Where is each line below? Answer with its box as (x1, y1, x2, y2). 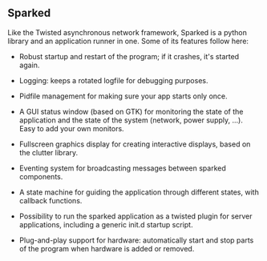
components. (18, 171, 63, 181)
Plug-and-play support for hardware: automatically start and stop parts (18, 235, 254, 245)
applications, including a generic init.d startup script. (18, 219, 193, 229)
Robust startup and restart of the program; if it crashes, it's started (18, 51, 240, 61)
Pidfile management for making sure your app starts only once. (18, 91, 228, 101)
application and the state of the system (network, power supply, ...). (18, 115, 244, 125)
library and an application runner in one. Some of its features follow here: (7, 36, 249, 46)
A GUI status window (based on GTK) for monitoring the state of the (18, 106, 244, 116)
